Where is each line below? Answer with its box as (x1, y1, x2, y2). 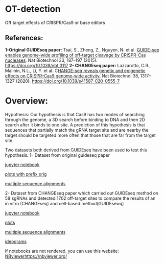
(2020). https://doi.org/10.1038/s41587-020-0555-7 (15, 78, 120, 84)
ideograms (5, 239, 27, 244)
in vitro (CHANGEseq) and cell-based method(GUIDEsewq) (5, 200, 124, 206)
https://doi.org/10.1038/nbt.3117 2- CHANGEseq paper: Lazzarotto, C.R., (5, 62, 151, 68)
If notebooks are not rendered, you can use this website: (5, 248, 119, 254)
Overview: (5, 95, 48, 106)
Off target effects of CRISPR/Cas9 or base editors (5, 20, 105, 25)
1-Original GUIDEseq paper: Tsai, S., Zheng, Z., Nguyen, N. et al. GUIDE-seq (5, 47, 160, 52)
